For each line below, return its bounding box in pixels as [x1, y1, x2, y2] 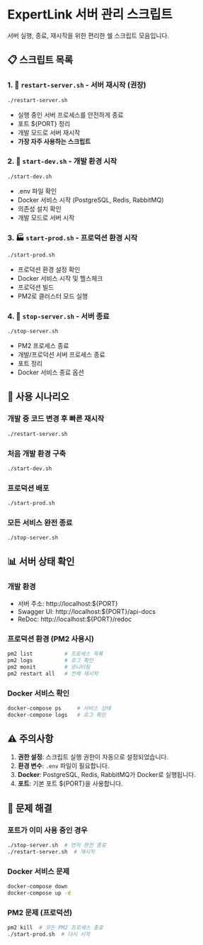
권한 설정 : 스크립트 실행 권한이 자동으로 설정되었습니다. [17, 753, 168, 761]
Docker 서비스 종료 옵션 [17, 368, 85, 376]
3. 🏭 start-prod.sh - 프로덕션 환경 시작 [7, 233, 138, 242]
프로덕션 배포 [7, 483, 50, 493]
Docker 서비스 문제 [7, 866, 70, 876]
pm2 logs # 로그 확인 [7, 656, 94, 664]
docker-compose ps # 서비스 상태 [7, 705, 111, 712]
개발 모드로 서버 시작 [17, 213, 75, 222]
